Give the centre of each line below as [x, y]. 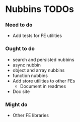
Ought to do [20, 48]
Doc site [21, 91]
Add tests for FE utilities [37, 35]
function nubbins [30, 75]
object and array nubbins [38, 70]
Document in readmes [43, 86]
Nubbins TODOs [40, 9]
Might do [16, 104]
